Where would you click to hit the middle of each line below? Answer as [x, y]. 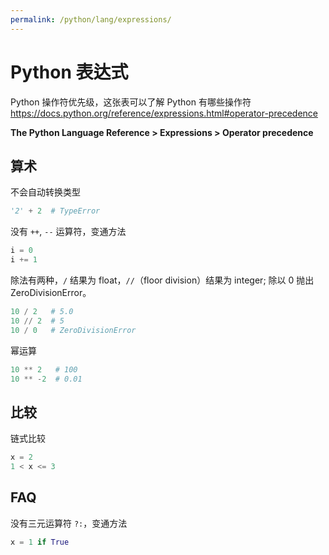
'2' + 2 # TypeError [55, 211]
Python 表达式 [69, 72]
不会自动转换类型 [45, 192]
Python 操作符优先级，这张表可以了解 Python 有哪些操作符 [131, 102]
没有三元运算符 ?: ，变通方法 [69, 523]
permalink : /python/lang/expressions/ [91, 19]
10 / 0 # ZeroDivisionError [73, 330]
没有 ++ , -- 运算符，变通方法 [68, 232]
